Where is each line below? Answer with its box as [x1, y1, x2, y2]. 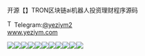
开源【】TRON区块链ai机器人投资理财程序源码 [7, 6, 138, 14]
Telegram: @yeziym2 [14, 21, 72, 29]
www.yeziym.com [7, 28, 58, 36]
